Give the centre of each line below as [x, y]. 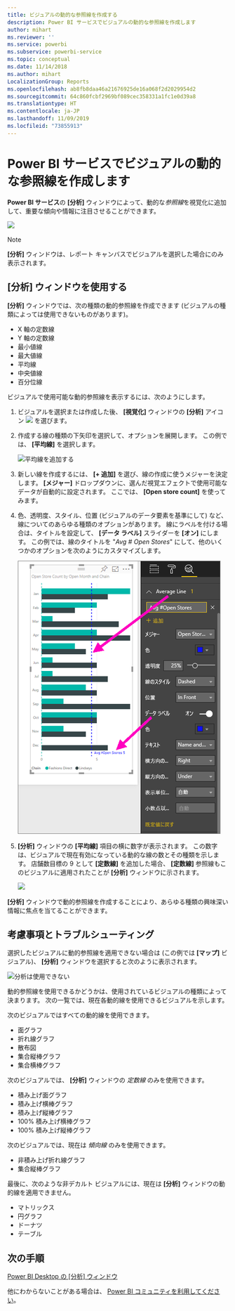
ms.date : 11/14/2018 [38, 67]
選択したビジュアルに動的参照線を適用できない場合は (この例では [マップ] [114, 953]
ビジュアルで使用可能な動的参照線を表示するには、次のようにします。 [108, 396]
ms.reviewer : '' [31, 37]
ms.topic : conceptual [39, 60]
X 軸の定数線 [36, 329]
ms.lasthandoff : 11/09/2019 [48, 119]
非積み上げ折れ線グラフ [51, 1160]
